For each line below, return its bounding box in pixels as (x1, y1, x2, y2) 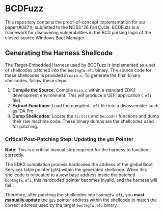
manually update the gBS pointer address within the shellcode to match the (5, 197, 157, 203)
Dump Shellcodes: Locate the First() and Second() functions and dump (12, 113, 160, 119)
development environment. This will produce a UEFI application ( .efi (12, 92, 152, 98)
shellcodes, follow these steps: (5, 77, 68, 83)
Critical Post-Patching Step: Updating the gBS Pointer (5, 136, 134, 142)
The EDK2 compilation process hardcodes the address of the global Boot (5, 162, 153, 167)
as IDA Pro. (12, 108, 35, 114)
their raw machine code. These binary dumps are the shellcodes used (12, 118, 154, 124)
